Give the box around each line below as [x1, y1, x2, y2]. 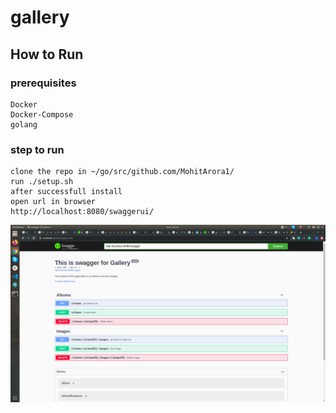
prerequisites [10, 76, 77, 90]
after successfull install [10, 187, 123, 197]
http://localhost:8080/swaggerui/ [10, 207, 155, 217]
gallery [10, 6, 70, 29]
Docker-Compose [10, 109, 74, 120]
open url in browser [10, 197, 97, 207]
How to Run [10, 46, 84, 63]
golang [10, 119, 38, 130]
